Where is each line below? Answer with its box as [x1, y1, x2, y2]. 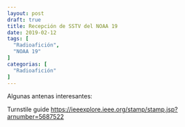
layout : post [7, 10, 45, 17]
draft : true [7, 16, 41, 23]
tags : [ [7, 36, 29, 42]
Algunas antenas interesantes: [7, 92, 92, 100]
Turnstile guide [7, 105, 49, 113]
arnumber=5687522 [7, 113, 64, 121]
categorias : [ [7, 61, 48, 68]
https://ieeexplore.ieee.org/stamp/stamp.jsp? [50, 105, 178, 113]
